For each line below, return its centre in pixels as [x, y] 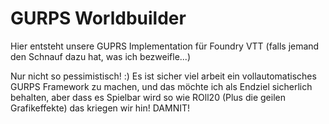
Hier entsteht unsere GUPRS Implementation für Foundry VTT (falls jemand [165, 46]
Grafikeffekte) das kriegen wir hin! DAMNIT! [100, 108]
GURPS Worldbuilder [98, 18]
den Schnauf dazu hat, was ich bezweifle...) [101, 56]
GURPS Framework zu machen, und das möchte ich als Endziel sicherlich [161, 86]
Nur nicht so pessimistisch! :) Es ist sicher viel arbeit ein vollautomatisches [163, 76]
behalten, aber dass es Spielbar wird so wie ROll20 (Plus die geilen [148, 97]
